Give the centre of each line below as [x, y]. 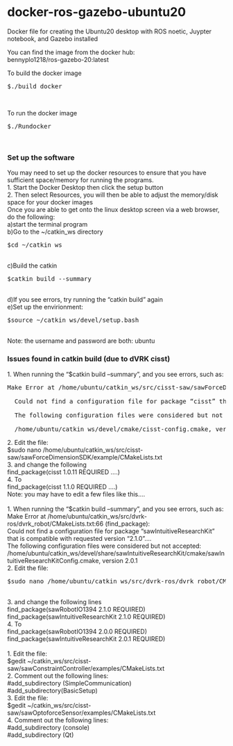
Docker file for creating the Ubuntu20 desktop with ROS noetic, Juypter [110, 31]
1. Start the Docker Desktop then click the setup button [86, 188]
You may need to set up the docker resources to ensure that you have [107, 173]
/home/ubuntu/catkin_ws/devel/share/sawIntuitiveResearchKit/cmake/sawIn [116, 553]
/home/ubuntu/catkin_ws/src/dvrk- [97, 516]
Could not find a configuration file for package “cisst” [115, 401]
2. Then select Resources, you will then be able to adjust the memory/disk [113, 195]
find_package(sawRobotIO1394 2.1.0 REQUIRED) [76, 609]
